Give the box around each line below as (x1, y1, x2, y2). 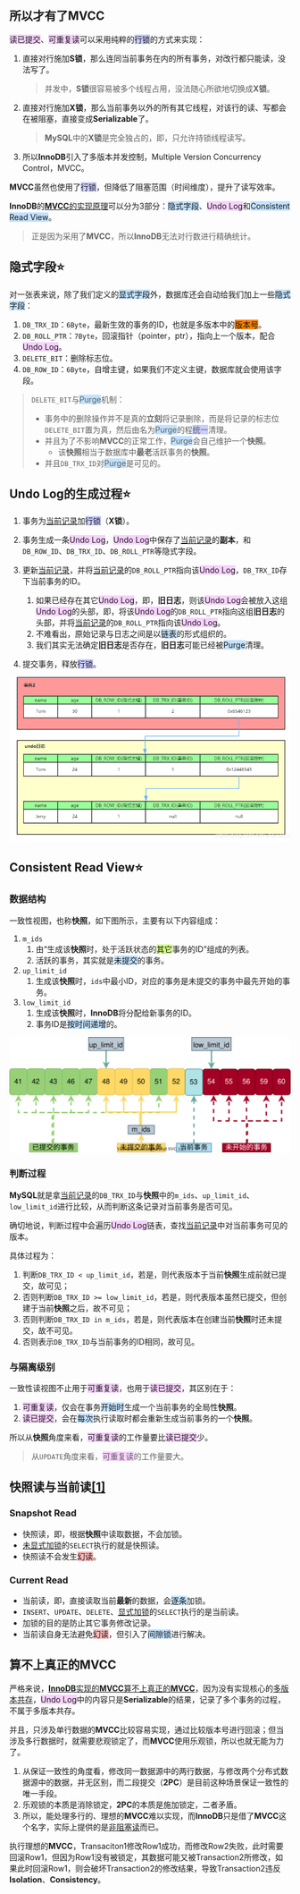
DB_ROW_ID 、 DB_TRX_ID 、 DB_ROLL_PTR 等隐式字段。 (21, 546, 202, 556)
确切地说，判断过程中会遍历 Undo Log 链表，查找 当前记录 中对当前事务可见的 (9, 1219, 288, 1230)
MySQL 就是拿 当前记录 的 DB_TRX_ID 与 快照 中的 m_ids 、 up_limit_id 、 (9, 1189, 254, 1201)
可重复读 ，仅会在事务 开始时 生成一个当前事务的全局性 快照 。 (21, 1402, 242, 1413)
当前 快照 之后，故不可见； (37, 1303, 132, 1313)
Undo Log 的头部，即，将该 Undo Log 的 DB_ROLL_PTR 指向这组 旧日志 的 (35, 607, 286, 617)
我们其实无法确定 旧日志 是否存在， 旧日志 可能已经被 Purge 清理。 (35, 640, 270, 650)
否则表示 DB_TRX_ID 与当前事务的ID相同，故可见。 (21, 1336, 200, 1346)
